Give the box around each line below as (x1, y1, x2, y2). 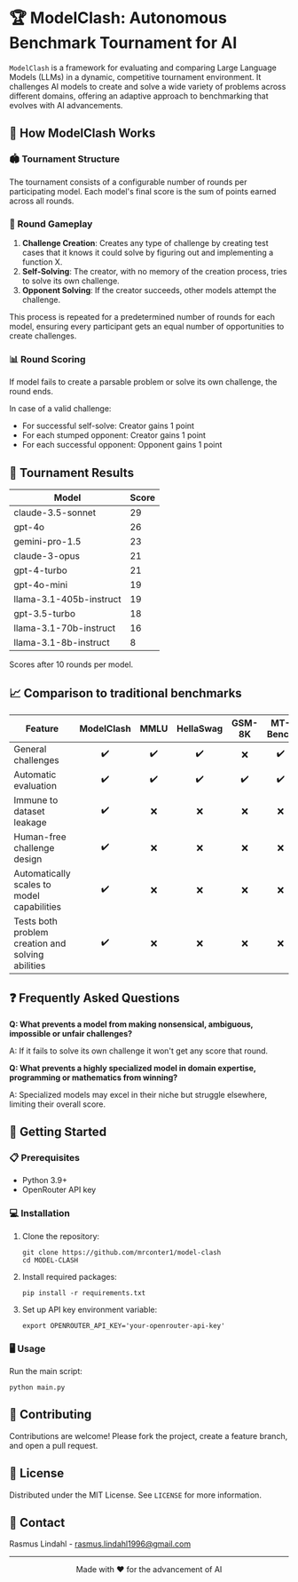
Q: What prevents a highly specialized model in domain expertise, (9, 1062, 256, 1073)
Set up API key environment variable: (21, 1304, 158, 1315)
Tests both (13, 915, 58, 927)
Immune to (13, 793, 59, 806)
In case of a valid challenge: (9, 403, 112, 414)
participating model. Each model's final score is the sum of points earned (9, 186, 277, 196)
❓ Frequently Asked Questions (9, 990, 180, 1006)
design (13, 853, 43, 865)
